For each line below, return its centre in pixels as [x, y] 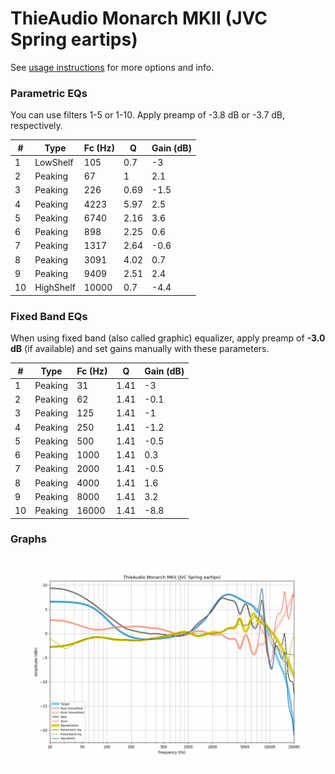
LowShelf [54, 162]
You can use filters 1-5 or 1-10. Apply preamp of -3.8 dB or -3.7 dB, [148, 115]
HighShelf [55, 288]
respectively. [36, 126]
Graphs [28, 539]
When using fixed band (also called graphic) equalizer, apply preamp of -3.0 [168, 338]
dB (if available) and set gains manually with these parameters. [140, 349]
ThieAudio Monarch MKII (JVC [139, 18]
